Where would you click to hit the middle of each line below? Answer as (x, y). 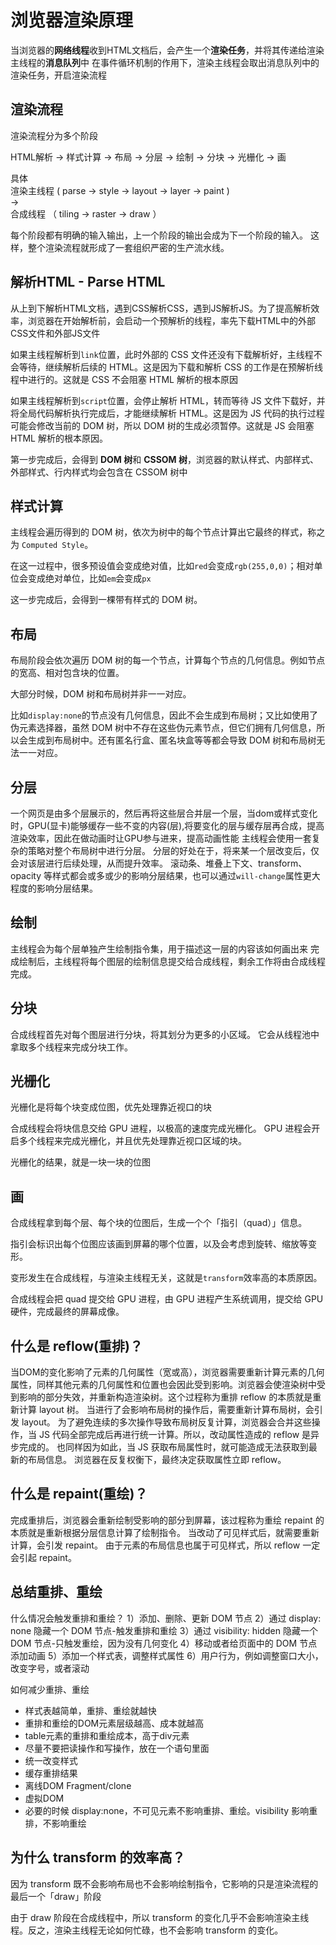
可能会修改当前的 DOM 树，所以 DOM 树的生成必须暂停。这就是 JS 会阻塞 (162, 425)
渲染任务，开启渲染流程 (58, 75)
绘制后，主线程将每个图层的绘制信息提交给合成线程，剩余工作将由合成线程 (172, 961)
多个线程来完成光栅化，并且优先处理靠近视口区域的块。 (132, 1141)
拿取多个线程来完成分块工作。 (71, 1047)
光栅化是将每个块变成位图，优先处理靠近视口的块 (111, 1107)
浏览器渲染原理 (72, 20)
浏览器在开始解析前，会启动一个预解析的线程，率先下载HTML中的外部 (172, 320)
